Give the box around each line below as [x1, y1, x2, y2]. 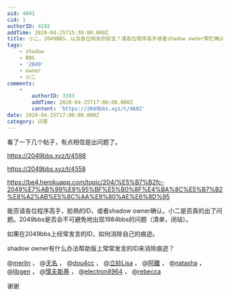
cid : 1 [7, 16, 26, 23]
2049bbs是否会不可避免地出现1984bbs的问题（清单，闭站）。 [18, 215, 192, 223]
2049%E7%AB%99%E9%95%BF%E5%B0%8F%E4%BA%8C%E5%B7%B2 [7, 185, 223, 193]
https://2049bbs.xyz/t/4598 [7, 151, 86, 159]
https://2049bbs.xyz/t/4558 [7, 165, 86, 173]
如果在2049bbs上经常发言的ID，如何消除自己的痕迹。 [7, 230, 159, 238]
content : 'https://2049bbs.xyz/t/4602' [31, 105, 146, 112]
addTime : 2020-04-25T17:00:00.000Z [31, 99, 133, 106]
